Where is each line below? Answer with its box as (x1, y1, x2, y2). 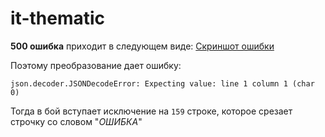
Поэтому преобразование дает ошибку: (10, 59, 182, 71)
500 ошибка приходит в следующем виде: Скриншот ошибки (10, 40, 275, 52)
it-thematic (10, 7, 106, 30)
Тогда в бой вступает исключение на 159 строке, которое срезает (10, 105, 293, 117)
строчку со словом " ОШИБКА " (10, 115, 143, 127)
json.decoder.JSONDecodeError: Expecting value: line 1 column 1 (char (10, 78, 315, 89)
